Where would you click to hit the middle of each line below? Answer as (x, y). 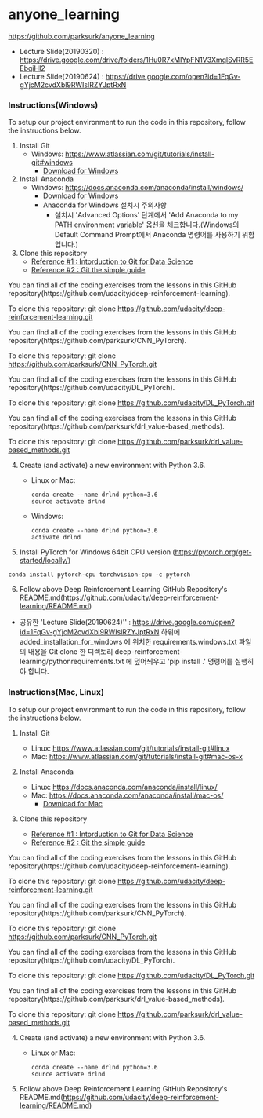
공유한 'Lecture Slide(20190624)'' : (75, 623)
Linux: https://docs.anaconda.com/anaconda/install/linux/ (124, 787)
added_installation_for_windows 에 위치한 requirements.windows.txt (128, 642)
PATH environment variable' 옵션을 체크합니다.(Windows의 (147, 225)
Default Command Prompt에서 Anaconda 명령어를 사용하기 (147, 235)
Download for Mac (73, 803)
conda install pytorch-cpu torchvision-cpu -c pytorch (99, 575)
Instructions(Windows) (53, 105)
